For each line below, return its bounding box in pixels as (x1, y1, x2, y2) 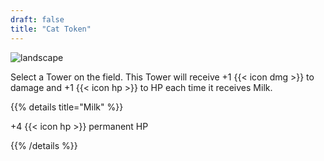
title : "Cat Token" (10, 24, 92, 34)
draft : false (10, 14, 65, 25)
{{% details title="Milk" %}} (10, 101, 124, 113)
